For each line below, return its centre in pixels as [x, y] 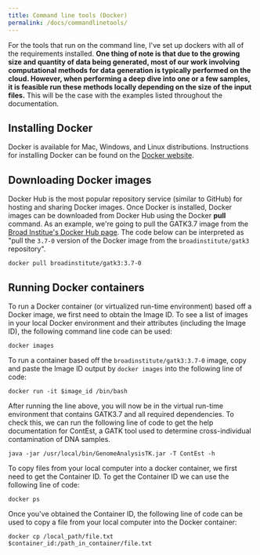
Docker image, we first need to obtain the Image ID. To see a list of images [128, 314]
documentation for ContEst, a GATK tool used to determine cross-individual [130, 431]
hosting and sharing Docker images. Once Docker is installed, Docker [120, 207]
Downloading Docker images [80, 180]
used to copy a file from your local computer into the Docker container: [123, 522]
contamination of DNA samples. [60, 439]
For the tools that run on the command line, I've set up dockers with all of [126, 45]
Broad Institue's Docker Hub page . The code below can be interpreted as [126, 232]
